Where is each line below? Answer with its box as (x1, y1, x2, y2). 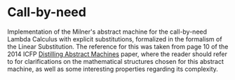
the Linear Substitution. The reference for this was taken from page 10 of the (7, 42, 229, 51)
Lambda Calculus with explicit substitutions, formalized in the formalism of (7, 34, 222, 43)
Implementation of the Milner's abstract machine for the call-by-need (7, 27, 208, 36)
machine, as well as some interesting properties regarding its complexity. (7, 65, 219, 73)
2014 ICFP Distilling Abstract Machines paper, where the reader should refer (7, 50, 228, 58)
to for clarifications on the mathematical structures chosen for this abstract (7, 57, 224, 65)
